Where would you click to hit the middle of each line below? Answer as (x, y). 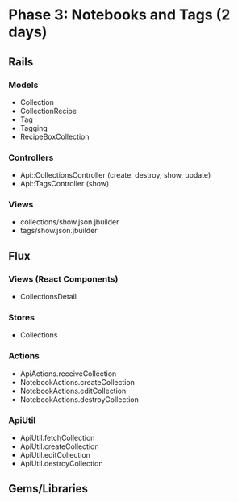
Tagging (34, 128)
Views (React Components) (63, 278)
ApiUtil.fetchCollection (57, 438)
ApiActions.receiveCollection (68, 374)
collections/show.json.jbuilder (69, 222)
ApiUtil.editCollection (55, 455)
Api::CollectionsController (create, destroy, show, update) (115, 175)
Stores (21, 318)
